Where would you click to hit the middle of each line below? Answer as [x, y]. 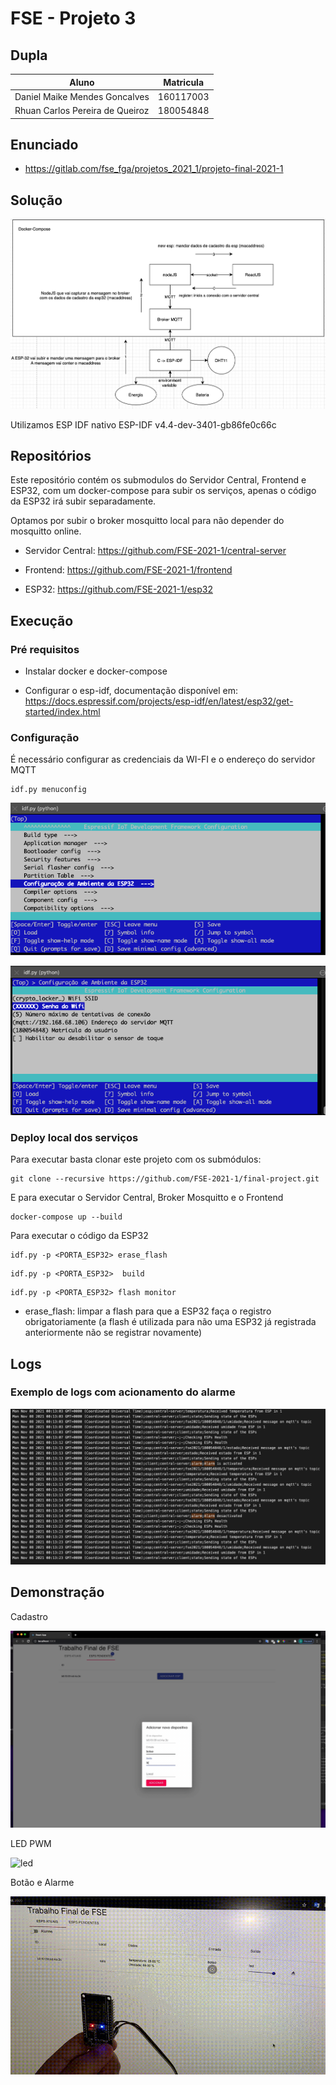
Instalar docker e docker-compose [96, 671]
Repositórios [51, 455]
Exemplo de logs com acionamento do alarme [123, 1392]
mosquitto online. [46, 531]
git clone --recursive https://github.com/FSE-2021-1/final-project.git [165, 1179]
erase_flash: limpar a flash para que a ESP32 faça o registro [148, 1311]
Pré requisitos [45, 649]
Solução [36, 200]
